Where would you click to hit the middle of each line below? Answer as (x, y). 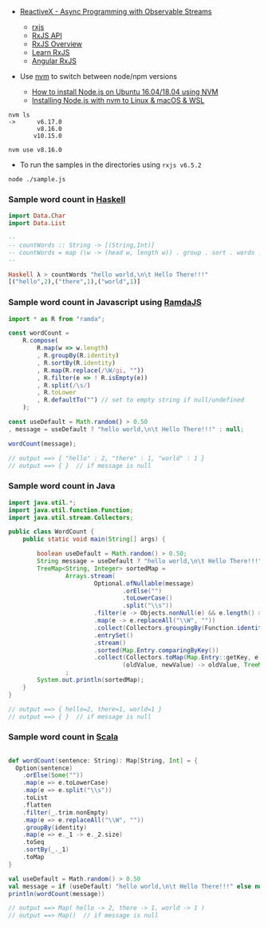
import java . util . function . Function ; (71, 510)
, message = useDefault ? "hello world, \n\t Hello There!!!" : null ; (126, 429)
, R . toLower (57, 393)
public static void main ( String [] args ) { (94, 539)
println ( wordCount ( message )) (57, 893)
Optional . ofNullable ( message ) (144, 583)
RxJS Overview (57, 44)
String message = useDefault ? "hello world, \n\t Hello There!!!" (150, 561)
